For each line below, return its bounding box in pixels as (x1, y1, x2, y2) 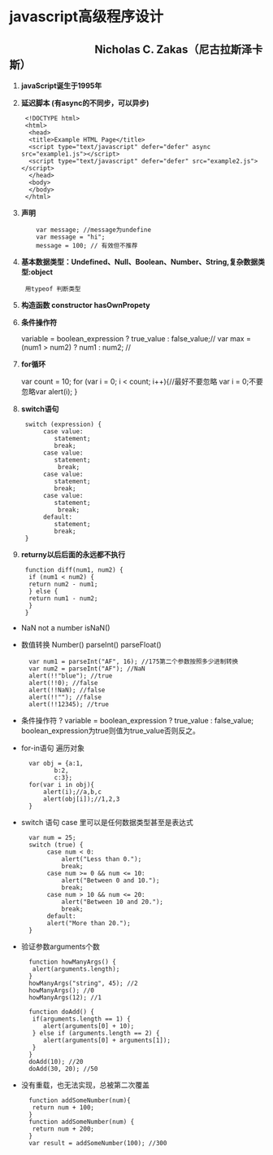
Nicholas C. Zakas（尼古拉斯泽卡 (93, 42, 263, 56)
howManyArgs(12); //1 (28, 994, 102, 1002)
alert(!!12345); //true (28, 700, 109, 709)
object (30, 267, 54, 277)
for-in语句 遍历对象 (20, 743, 84, 753)
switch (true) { (28, 841, 84, 849)
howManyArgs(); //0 (28, 986, 94, 995)
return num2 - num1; (28, 580, 98, 588)
